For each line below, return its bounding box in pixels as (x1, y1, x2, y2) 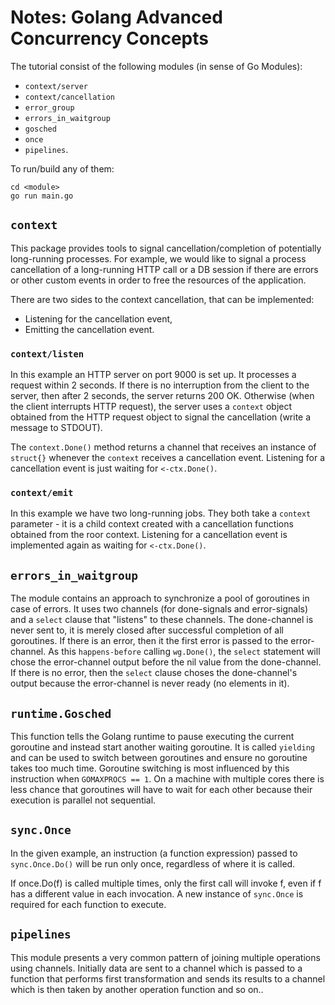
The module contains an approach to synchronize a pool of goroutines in (10, 592, 310, 605)
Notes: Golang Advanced (10, 6, 223, 29)
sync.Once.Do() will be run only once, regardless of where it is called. (10, 857, 296, 870)
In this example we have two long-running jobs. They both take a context (10, 507, 312, 520)
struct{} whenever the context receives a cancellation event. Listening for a (10, 452, 326, 464)
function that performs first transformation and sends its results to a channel (10, 972, 326, 985)
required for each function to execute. (10, 898, 167, 910)
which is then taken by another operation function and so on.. (10, 983, 264, 995)
